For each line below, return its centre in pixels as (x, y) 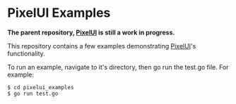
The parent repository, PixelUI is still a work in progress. (91, 32)
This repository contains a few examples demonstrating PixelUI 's (102, 46)
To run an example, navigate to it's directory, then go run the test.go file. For (118, 67)
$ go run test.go (33, 93)
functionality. (26, 53)
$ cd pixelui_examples (41, 87)
